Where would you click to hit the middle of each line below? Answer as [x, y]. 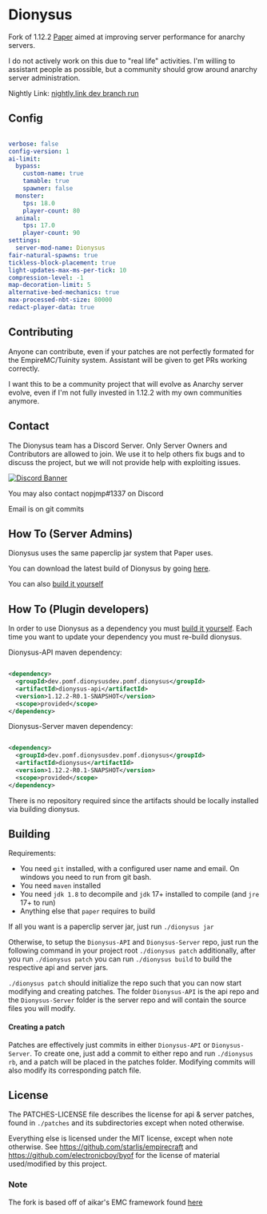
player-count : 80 [52, 211]
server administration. [44, 78]
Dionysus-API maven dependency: [65, 652]
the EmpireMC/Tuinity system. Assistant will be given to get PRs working [128, 360]
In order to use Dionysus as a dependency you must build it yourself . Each [131, 628]
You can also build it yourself [56, 584]
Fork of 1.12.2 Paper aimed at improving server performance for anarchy [127, 37]
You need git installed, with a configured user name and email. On [130, 869]
